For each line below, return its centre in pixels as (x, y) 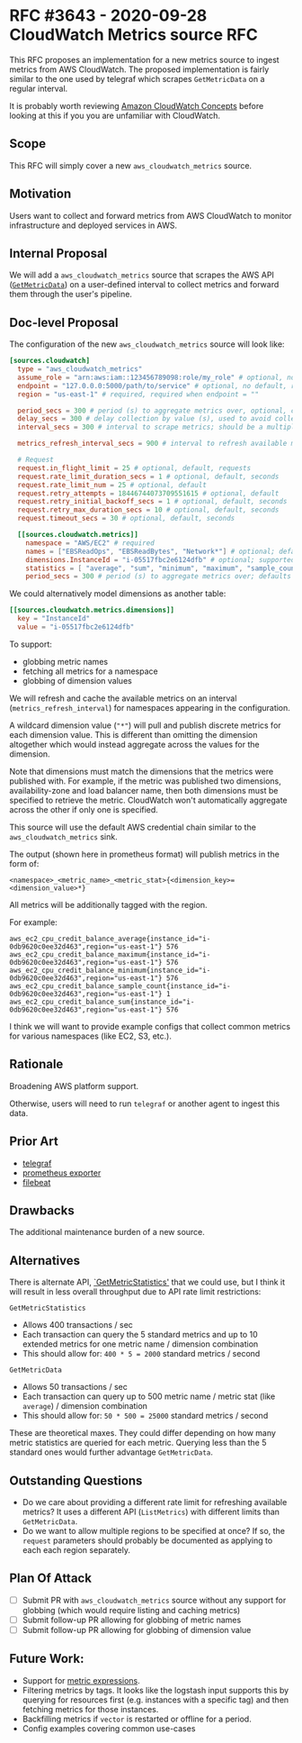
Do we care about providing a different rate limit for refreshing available (155, 1502)
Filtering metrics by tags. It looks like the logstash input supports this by (155, 1690)
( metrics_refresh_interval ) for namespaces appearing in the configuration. (150, 707)
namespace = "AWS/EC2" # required (90, 543)
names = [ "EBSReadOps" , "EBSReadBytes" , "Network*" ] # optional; (151, 551)
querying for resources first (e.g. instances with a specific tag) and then (155, 1700)
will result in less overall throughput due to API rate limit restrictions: (135, 1292)
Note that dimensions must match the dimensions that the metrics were (142, 771)
